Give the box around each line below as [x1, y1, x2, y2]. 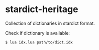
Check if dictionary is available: [5, 30, 70, 36]
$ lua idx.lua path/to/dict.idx [5, 39, 73, 45]
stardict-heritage [5, 4, 78, 15]
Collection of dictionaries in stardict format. [5, 20, 95, 26]
